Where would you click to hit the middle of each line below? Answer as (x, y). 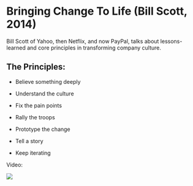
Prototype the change (43, 129)
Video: (15, 165)
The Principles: (36, 67)
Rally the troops (35, 117)
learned (16, 48)
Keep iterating (33, 153)
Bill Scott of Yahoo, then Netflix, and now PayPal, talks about (83, 41)
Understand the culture (45, 94)
